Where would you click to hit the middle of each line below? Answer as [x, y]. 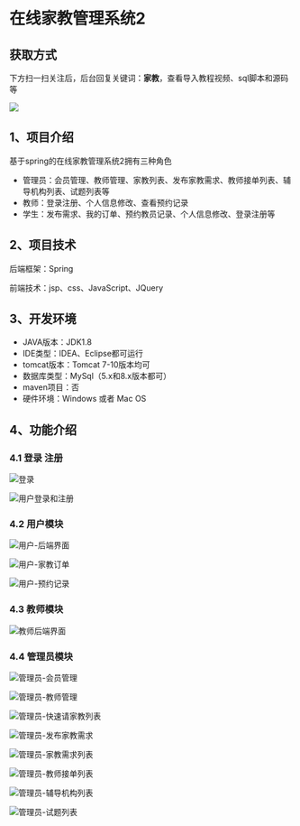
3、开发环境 [43, 319]
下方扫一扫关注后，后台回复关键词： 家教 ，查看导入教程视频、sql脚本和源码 [149, 78]
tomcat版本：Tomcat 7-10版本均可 [86, 365]
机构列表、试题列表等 [70, 191]
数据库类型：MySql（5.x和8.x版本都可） [96, 376]
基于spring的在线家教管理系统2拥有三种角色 [91, 161]
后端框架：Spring [41, 268]
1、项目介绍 [42, 138]
